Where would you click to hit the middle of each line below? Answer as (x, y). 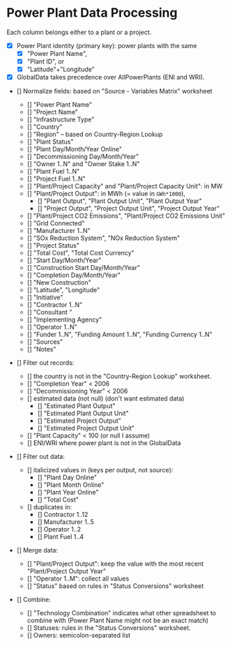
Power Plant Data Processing (92, 13)
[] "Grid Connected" (56, 223)
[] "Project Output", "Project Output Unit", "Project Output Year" (129, 209)
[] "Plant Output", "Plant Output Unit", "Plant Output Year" (120, 201)
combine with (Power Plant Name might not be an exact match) (118, 621)
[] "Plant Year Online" (68, 493)
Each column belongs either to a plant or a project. (79, 32)
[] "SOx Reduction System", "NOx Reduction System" (103, 238)
